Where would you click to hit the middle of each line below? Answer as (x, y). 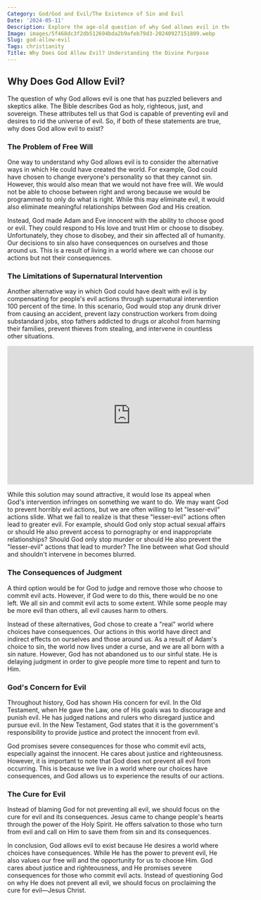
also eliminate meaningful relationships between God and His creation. (110, 207)
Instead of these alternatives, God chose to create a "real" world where (110, 624)
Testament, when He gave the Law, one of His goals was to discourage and (116, 710)
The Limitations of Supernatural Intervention (85, 276)
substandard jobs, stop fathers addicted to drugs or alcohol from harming (114, 322)
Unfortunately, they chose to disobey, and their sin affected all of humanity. (116, 235)
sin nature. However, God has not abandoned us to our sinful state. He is (113, 654)
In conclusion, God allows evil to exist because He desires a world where (113, 846)
